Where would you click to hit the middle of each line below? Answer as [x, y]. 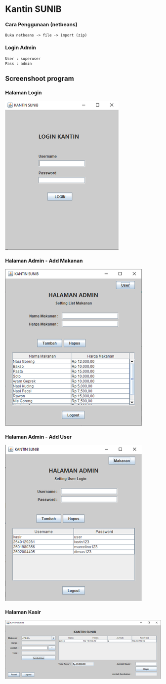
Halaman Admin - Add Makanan [44, 261]
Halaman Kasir [23, 612]
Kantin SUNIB [33, 9]
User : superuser [23, 58]
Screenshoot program [40, 79]
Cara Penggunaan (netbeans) [41, 25]
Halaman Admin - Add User [39, 437]
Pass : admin [19, 63]
